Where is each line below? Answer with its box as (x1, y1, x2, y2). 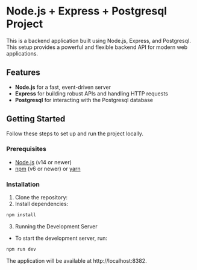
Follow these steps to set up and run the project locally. (6, 130, 143, 137)
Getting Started (6, 114, 66, 124)
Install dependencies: (14, 201, 69, 208)
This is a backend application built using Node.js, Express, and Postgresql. (6, 37, 191, 44)
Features (6, 68, 40, 78)
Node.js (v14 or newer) (14, 158, 72, 166)
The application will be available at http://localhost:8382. (6, 257, 147, 264)
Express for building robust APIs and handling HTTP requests (14, 89, 169, 97)
